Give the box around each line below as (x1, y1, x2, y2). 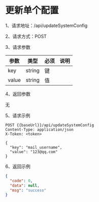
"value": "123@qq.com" (10, 149, 58, 154)
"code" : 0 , (10, 178, 33, 183)
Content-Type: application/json (5, 127, 74, 132)
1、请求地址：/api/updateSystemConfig (5, 22, 88, 28)
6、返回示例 (5, 163, 30, 169)
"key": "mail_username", (10, 145, 62, 150)
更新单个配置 (5, 5, 59, 16)
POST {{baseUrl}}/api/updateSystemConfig (5, 123, 94, 128)
